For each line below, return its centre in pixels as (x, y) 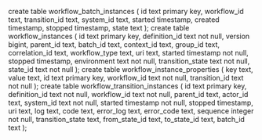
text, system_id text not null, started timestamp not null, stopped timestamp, (131, 102)
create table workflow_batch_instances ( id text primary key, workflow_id (126, 11)
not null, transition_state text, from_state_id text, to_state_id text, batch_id (127, 119)
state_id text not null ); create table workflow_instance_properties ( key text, (131, 69)
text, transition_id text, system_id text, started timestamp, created (114, 20)
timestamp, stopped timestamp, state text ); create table (99, 28)
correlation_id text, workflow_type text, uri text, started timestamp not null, (128, 53)
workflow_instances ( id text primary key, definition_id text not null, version (129, 36)
